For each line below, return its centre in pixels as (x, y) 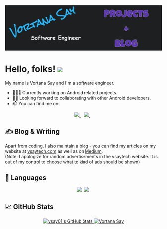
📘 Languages (26, 177)
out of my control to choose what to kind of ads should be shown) (73, 162)
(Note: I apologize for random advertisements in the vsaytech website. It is (82, 157)
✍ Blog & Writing (32, 132)
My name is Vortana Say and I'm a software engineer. (60, 83)
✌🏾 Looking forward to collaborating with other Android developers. (82, 98)
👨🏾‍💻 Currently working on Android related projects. (65, 92)
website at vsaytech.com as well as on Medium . (54, 151)
